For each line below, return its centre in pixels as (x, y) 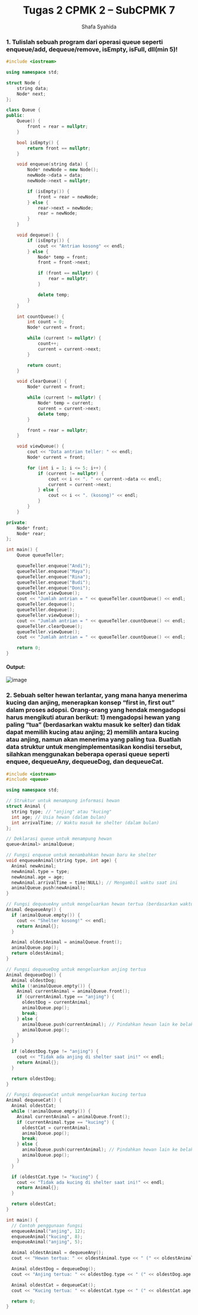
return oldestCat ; (34, 1204)
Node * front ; (33, 528)
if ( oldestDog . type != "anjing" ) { (55, 1052)
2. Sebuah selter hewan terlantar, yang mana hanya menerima (97, 695)
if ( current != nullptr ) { (71, 473)
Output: (16, 667)
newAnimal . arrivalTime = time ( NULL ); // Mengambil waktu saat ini (95, 883)
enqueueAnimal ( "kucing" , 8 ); (47, 1236)
